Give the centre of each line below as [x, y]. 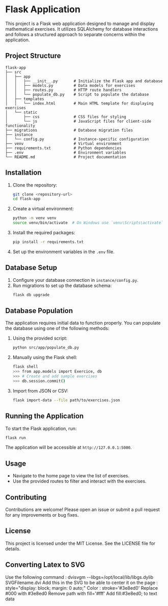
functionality [20, 126]
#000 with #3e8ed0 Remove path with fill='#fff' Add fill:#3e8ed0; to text [81, 593]
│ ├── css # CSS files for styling [66, 117]
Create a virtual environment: [43, 209]
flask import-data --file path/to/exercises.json [66, 400]
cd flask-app [26, 199]
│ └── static [21, 112]
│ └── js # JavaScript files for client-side [78, 121]
